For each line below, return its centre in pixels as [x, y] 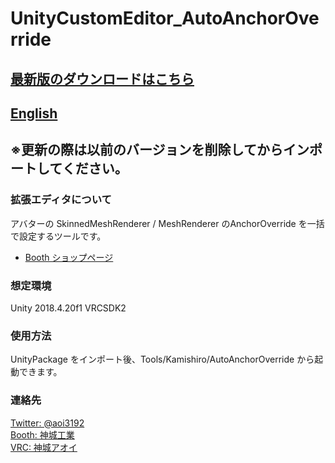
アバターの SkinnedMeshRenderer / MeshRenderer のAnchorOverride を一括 [167, 223]
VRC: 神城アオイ [44, 447]
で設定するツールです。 [58, 236]
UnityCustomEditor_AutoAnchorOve [165, 18]
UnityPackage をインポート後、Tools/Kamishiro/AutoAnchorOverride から [162, 359]
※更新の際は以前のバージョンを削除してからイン [160, 150]
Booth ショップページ [69, 257]
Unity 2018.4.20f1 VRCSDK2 [68, 308]
